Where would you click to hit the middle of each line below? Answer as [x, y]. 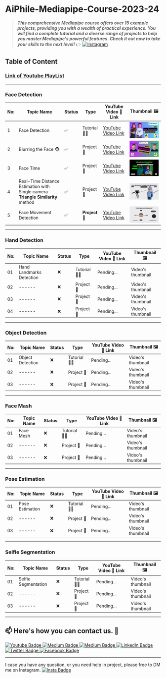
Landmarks [30, 272]
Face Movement [35, 213]
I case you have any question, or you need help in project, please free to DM [83, 665]
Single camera [34, 192]
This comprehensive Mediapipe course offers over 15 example [83, 23]
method [27, 202]
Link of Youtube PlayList [35, 76]
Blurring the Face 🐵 [40, 149]
